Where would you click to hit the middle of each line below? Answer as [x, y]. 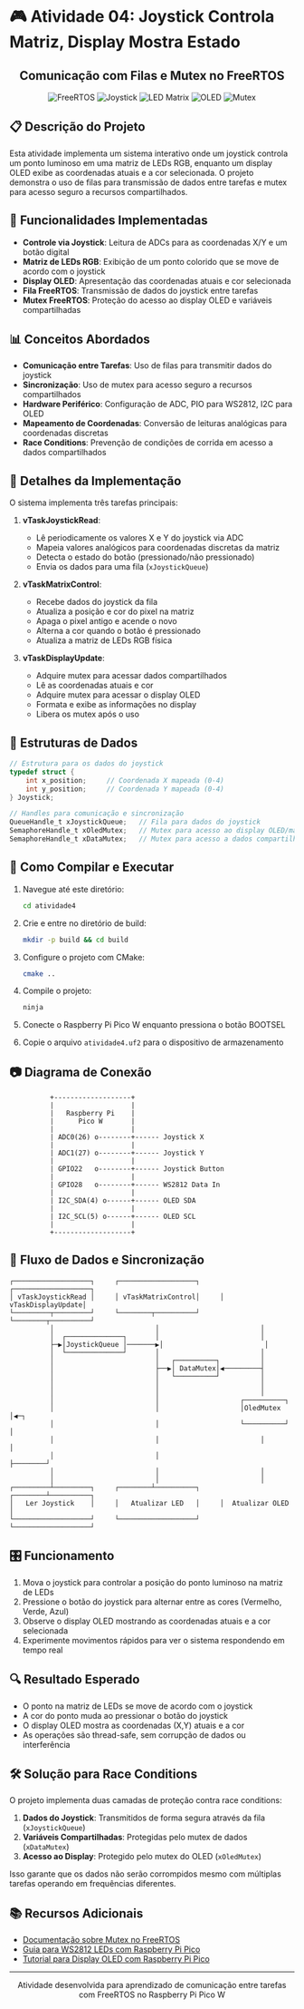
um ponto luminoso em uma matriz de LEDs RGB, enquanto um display [141, 162]
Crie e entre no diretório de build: [84, 923]
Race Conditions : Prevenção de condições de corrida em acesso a [147, 443]
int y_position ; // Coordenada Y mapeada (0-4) [125, 789]
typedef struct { [42, 772]
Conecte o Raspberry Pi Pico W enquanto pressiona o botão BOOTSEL [154, 1025]
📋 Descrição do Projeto [77, 127]
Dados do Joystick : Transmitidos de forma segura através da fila [143, 1818]
